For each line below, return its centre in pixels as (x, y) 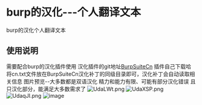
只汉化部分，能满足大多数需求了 (46, 89)
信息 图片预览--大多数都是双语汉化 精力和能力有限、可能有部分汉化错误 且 (103, 81)
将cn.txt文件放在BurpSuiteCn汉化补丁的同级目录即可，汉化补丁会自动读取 (98, 74)
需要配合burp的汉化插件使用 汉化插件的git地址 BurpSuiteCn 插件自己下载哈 (99, 66)
